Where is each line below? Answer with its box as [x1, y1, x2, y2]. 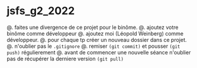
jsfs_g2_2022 [7, 4, 75, 18]
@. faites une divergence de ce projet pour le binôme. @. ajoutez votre [7, 24, 179, 31]
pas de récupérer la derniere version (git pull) [7, 55, 124, 62]
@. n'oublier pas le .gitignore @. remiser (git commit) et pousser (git [7, 43, 180, 50]
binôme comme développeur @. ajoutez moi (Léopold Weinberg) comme [7, 30, 184, 37]
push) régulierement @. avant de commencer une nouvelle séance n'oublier [7, 48, 191, 56]
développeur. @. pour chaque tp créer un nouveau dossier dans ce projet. [7, 36, 187, 43]
